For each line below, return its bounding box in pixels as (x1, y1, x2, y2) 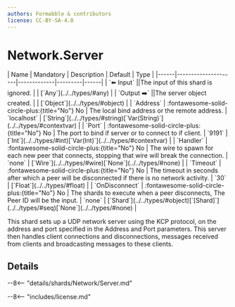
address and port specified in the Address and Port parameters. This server (7, 225, 227, 233)
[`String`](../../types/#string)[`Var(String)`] (43, 114, 164, 123)
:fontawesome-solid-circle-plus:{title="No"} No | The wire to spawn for (7, 144, 214, 152)
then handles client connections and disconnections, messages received (7, 232, 219, 241)
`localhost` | (7, 114, 42, 123)
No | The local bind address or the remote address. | (75, 106, 227, 115)
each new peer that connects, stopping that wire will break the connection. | (7, 151, 229, 160)
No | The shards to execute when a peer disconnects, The (56, 189, 225, 197)
